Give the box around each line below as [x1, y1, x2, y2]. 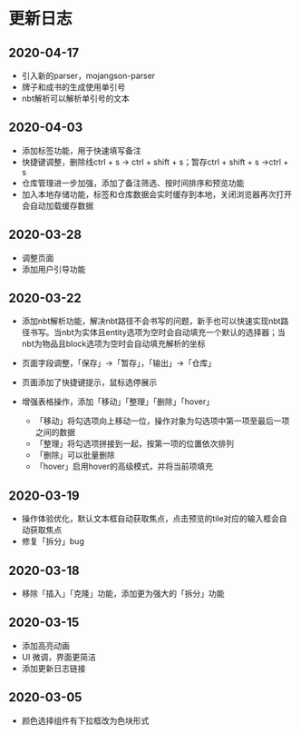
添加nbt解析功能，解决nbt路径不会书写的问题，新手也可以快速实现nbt [21, 315, 282, 327]
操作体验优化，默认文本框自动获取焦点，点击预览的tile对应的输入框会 [21, 513, 280, 524]
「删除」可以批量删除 [34, 450, 115, 461]
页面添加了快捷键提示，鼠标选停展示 [21, 377, 158, 388]
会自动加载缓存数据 [21, 200, 94, 211]
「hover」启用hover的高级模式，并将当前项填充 [34, 461, 214, 472]
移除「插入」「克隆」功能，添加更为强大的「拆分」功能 [21, 588, 225, 600]
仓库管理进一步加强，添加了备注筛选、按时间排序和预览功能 [21, 177, 245, 188]
